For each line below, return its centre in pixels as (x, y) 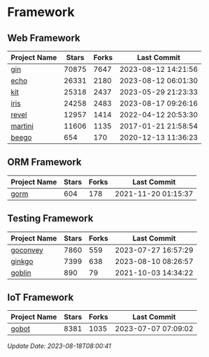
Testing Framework (50, 218)
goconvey (27, 250)
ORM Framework (44, 162)
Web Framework (44, 38)
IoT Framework (41, 298)
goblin (21, 272)
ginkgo (22, 261)
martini (22, 126)
